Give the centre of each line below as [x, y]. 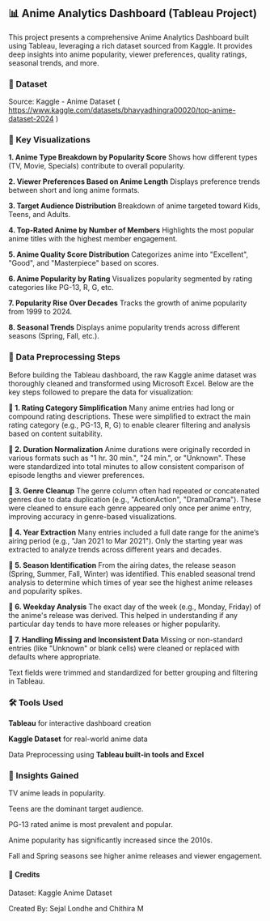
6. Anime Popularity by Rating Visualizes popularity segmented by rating [131, 279]
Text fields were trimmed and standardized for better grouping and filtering [133, 672]
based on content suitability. [55, 433]
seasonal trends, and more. [54, 62]
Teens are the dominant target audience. [76, 809]
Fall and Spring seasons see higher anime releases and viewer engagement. [135, 856]
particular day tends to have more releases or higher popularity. [114, 624]
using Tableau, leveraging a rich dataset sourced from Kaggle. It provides [131, 45]
